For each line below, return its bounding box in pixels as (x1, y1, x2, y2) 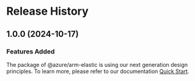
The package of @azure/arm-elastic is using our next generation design (6, 61, 188, 68)
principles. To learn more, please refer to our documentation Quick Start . (6, 67, 189, 75)
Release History (6, 4, 89, 18)
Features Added (6, 47, 55, 56)
